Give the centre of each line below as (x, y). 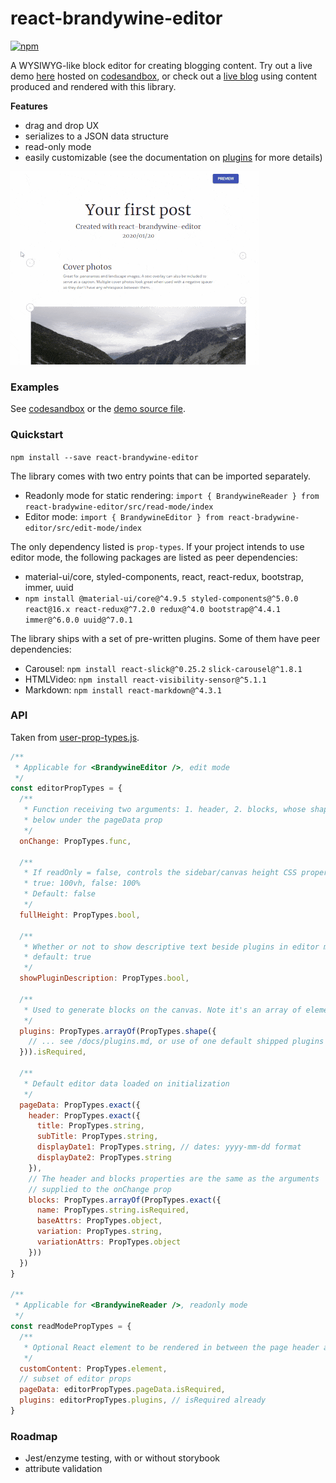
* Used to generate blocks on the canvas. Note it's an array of (162, 1010)
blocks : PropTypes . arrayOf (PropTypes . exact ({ (125, 1200)
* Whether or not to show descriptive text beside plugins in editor (171, 947)
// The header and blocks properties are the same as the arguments (174, 1178)
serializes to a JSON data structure (96, 136)
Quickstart (37, 435)
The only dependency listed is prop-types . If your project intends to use (157, 546)
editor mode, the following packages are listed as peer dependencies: (154, 557)
